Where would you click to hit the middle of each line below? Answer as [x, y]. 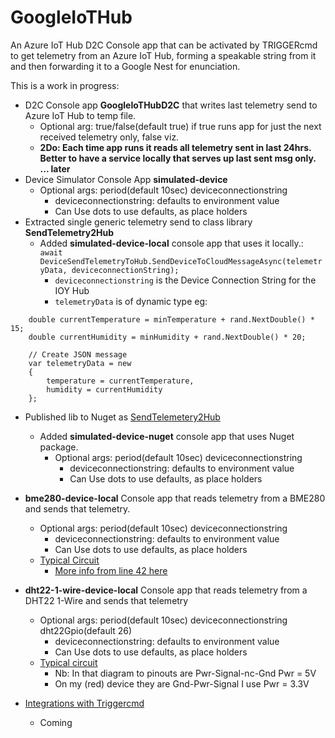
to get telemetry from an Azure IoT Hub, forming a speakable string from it [163, 55]
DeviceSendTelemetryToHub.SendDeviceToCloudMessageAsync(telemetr [181, 261]
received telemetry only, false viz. [109, 137]
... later [55, 168]
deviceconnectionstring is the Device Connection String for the [185, 280]
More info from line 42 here [111, 570]
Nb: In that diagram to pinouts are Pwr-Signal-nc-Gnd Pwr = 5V [185, 673]
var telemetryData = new [80, 363]
